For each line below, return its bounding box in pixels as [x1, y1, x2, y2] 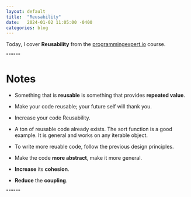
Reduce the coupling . [14, 177, 68, 184]
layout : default [6, 8, 46, 15]
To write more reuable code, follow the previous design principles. [14, 143, 174, 150]
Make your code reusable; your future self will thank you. [14, 103, 152, 110]
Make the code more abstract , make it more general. [14, 154, 143, 161]
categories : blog [6, 24, 48, 31]
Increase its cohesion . [14, 166, 70, 173]
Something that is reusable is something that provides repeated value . [14, 92, 186, 99]
